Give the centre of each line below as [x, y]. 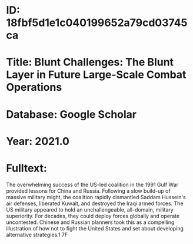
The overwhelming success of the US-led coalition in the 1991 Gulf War [92, 184]
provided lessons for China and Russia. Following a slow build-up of [88, 191]
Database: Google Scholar [71, 114]
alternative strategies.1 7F [37, 235]
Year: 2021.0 [38, 141]
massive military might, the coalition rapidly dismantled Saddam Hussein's [96, 197]
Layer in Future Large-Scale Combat [96, 75]
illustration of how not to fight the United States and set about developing [95, 228]
